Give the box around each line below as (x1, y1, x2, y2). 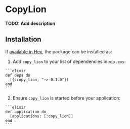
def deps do (5, 73, 30, 78)
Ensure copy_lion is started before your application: (12, 95, 120, 101)
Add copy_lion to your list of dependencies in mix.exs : (12, 58, 126, 64)
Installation (5, 35, 41, 44)
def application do (5, 109, 47, 114)
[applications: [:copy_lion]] (10, 113, 73, 119)
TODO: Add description (5, 20, 56, 26)
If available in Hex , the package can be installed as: (5, 48, 112, 54)
